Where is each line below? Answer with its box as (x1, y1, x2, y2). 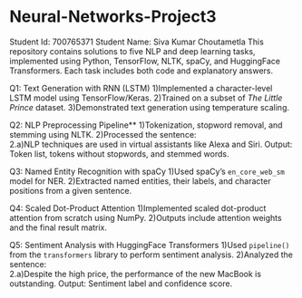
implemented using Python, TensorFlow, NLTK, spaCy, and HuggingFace (9, 55, 281, 66)
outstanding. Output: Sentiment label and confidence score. (9, 278, 233, 289)
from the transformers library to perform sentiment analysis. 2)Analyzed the (9, 249, 293, 260)
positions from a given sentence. (9, 185, 132, 196)
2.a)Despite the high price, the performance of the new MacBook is (9, 268, 261, 279)
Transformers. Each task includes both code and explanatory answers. (9, 65, 274, 76)
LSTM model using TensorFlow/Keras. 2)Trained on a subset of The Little (9, 92, 283, 103)
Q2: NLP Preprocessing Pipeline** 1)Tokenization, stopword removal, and (9, 120, 283, 130)
